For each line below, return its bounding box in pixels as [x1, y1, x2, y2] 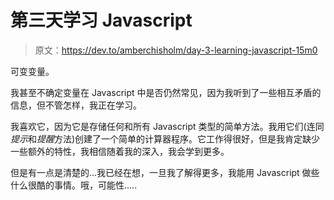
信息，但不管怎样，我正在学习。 [10, 99, 142, 111]
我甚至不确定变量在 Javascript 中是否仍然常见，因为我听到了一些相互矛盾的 [10, 86, 322, 98]
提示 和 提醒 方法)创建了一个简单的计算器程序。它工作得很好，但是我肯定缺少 [10, 132, 321, 145]
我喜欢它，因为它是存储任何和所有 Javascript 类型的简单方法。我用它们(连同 [10, 120, 325, 132]
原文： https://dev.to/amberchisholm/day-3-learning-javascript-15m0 [34, 44, 318, 56]
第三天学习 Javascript [10, 9, 193, 32]
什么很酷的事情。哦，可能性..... [10, 179, 138, 191]
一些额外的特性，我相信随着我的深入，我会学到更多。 [10, 145, 230, 157]
